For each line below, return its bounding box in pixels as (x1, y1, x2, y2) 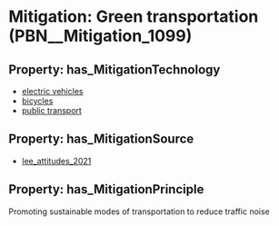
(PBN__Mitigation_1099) (8, 25, 193, 46)
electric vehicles (21, 86, 84, 96)
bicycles (21, 95, 54, 106)
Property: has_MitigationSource (8, 132, 194, 147)
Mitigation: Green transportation (8, 6, 259, 27)
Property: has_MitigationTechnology (8, 62, 221, 77)
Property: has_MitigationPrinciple (8, 182, 204, 197)
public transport (21, 105, 83, 115)
